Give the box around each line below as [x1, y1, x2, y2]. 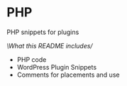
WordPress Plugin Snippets [16, 63, 97, 71]
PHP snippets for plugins [6, 28, 79, 36]
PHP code [16, 55, 47, 64]
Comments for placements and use [16, 70, 120, 79]
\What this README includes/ [6, 41, 93, 50]
